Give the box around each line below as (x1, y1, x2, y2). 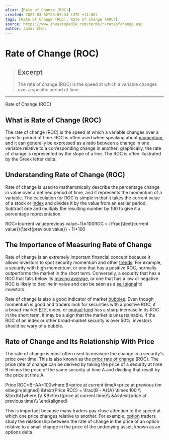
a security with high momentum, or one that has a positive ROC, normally (5, 264, 157, 270)
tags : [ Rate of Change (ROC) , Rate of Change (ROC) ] (5, 17, 118, 22)
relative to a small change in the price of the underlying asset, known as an (5, 424, 161, 430)
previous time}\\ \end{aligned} (5, 398, 68, 404)
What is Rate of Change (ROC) (5, 116, 102, 124)
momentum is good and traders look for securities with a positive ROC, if (5, 301, 156, 307)
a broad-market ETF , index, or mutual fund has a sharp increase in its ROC (5, 306, 159, 313)
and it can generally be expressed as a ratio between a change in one (5, 140, 150, 146)
